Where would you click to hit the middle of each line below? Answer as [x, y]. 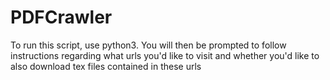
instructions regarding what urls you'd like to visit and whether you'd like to [165, 55]
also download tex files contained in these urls [106, 66]
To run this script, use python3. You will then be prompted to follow [148, 45]
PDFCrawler [61, 17]
